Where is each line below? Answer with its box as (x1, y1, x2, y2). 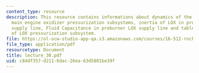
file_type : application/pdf (6, 42, 76, 48)
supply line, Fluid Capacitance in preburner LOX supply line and (11, 25, 179, 31)
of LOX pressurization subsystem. (11, 31, 97, 36)
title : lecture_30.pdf (6, 52, 62, 58)
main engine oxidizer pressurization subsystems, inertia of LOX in (11, 19, 184, 25)
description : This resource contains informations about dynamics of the (6, 14, 192, 20)
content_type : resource (6, 8, 65, 15)
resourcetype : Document (6, 47, 65, 53)
